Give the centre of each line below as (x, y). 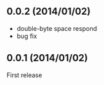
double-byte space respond (57, 28)
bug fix (27, 36)
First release (24, 75)
